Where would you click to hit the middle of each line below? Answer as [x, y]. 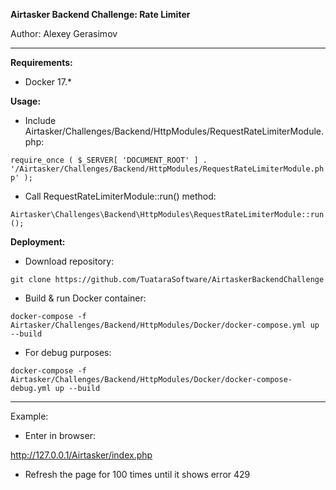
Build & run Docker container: [85, 298]
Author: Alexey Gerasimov [64, 33]
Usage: [26, 101]
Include [40, 120]
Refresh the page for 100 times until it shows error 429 [137, 474]
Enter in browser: [60, 435]
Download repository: [69, 261]
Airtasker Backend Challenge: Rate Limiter [100, 14]
